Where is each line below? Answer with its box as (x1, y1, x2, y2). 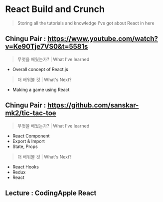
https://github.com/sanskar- (47, 101, 139, 109)
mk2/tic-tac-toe (5, 109, 56, 117)
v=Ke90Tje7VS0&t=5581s (5, 42, 88, 51)
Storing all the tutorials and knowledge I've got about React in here (17, 20, 155, 26)
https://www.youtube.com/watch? (47, 34, 158, 43)
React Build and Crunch (5, 3, 105, 15)
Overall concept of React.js (12, 66, 68, 72)
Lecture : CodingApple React (5, 188, 97, 197)
